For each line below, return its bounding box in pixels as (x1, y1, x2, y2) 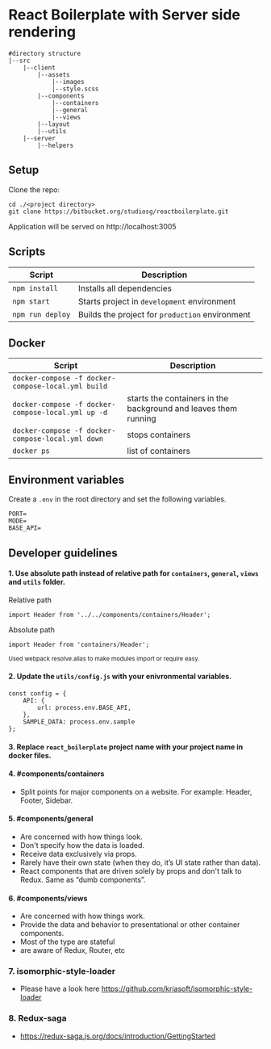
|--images (51, 78, 85, 86)
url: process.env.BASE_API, (37, 703, 131, 711)
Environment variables (8, 472, 125, 486)
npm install (12, 283, 59, 292)
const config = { (8, 689, 67, 698)
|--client (23, 63, 56, 72)
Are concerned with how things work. (19, 911, 145, 921)
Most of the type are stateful (19, 937, 115, 946)
